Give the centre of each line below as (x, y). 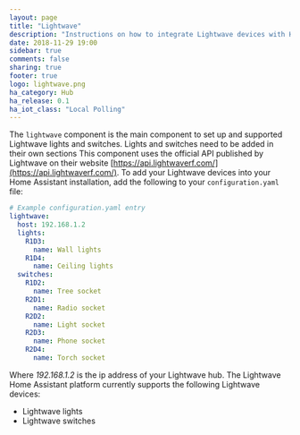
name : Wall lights (67, 250)
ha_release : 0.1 (39, 101)
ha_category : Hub (42, 92)
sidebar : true (36, 51)
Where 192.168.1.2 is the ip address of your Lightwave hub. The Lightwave (145, 375)
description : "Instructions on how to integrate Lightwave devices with (147, 34)
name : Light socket (69, 324)
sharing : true (36, 68)
